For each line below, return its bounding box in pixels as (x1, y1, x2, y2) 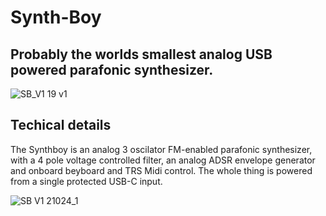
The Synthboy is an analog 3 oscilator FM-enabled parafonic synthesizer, (10, 143, 313, 155)
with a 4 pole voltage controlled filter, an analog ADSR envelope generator (10, 154, 316, 166)
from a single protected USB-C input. (10, 175, 163, 187)
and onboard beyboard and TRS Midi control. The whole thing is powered (10, 164, 313, 176)
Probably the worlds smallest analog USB (10, 46, 273, 63)
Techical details (10, 117, 112, 134)
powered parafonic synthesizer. (10, 61, 214, 78)
